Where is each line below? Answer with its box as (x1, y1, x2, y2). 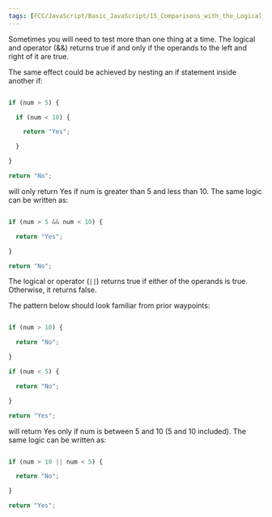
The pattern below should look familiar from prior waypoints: (8, 301, 210, 311)
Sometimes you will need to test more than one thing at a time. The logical (8, 34, 256, 44)
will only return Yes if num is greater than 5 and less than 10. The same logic (8, 186, 262, 196)
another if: (8, 75, 43, 85)
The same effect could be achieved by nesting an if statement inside (8, 67, 237, 77)
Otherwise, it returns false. (8, 285, 97, 295)
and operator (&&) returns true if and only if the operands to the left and (8, 42, 247, 53)
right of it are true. (8, 51, 69, 61)
